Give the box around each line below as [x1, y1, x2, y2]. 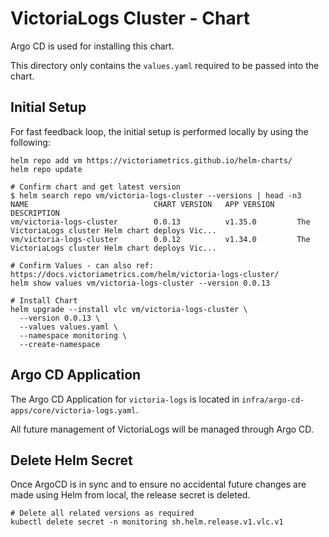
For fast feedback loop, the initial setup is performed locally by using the [10, 125, 309, 137]
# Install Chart [10, 295, 78, 306]
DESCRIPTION [10, 208, 60, 218]
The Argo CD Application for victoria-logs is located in [10, 393, 240, 405]
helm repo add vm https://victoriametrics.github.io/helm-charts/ [10, 155, 293, 166]
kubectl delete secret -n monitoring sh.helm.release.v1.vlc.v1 [10, 517, 284, 527]
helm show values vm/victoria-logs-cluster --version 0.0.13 [10, 278, 271, 288]
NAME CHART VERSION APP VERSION [10, 199, 275, 209]
